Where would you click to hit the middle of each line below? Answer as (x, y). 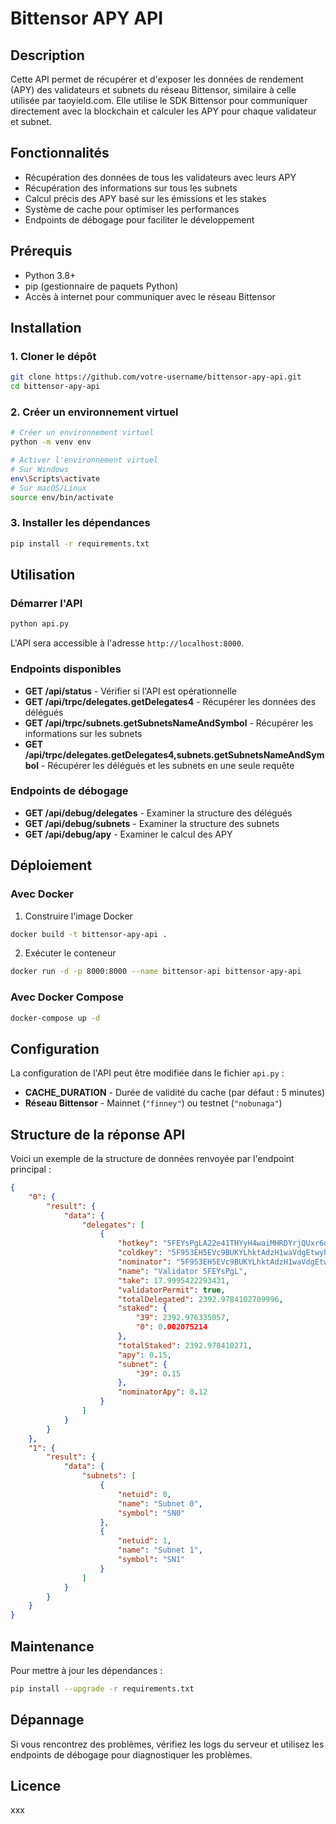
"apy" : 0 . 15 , (144, 1355)
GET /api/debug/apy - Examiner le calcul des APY (128, 834)
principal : (31, 1169)
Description (47, 55)
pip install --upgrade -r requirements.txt (102, 1688)
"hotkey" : (138, 1243)
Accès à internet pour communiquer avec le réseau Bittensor (150, 296)
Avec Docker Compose (67, 997)
